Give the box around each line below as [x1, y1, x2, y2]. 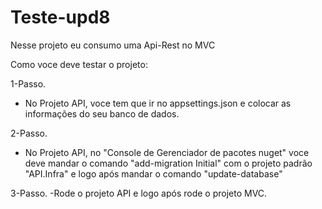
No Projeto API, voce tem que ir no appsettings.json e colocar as [24, 97, 292, 109]
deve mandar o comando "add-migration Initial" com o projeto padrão [24, 157, 313, 169]
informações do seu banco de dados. [24, 107, 180, 120]
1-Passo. [10, 77, 47, 90]
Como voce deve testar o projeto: [10, 58, 148, 70]
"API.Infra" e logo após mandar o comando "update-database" [24, 167, 283, 180]
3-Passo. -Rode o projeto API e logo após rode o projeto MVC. [10, 187, 268, 199]
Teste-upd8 [10, 6, 111, 29]
